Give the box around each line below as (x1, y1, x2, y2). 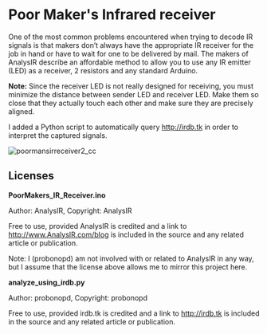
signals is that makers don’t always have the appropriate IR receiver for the (8, 40, 253, 49)
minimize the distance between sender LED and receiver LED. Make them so (8, 89, 259, 99)
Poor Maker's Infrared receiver (8, 6, 216, 24)
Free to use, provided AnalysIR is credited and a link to (8, 221, 187, 230)
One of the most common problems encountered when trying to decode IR (8, 32, 253, 41)
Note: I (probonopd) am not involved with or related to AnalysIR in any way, (8, 253, 255, 263)
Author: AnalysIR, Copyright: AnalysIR (8, 206, 132, 215)
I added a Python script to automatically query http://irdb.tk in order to (8, 122, 239, 132)
